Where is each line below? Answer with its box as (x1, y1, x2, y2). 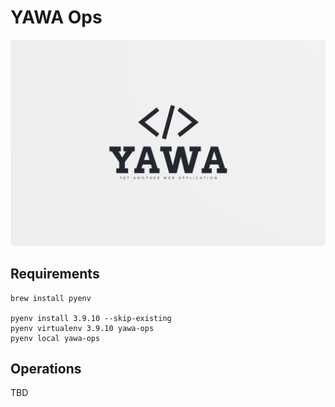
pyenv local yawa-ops (10, 333, 101, 343)
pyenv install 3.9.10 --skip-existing (10, 313, 172, 323)
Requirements (10, 266, 100, 283)
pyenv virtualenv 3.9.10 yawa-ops (10, 323, 155, 333)
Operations (10, 360, 82, 377)
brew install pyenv (10, 293, 92, 303)
